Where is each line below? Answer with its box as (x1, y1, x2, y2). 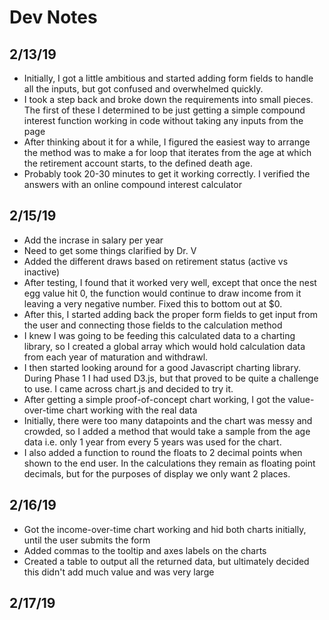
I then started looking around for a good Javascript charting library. (23, 361, 301, 373)
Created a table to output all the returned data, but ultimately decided (23, 555, 310, 567)
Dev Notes (9, 6, 98, 29)
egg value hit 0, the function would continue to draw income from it (23, 287, 302, 299)
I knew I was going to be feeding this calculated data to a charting (23, 329, 296, 341)
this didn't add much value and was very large (23, 566, 215, 578)
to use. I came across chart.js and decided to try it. (23, 382, 234, 395)
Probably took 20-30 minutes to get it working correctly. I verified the (23, 168, 311, 180)
